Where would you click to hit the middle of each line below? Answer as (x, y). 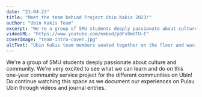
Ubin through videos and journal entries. (56, 87)
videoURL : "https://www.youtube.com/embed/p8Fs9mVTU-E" (78, 34)
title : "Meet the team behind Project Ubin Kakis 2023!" (79, 17)
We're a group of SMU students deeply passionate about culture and (91, 62)
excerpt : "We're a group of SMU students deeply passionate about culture (102, 28)
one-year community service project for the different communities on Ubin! (99, 75)
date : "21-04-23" (28, 12)
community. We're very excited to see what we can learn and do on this (95, 68)
